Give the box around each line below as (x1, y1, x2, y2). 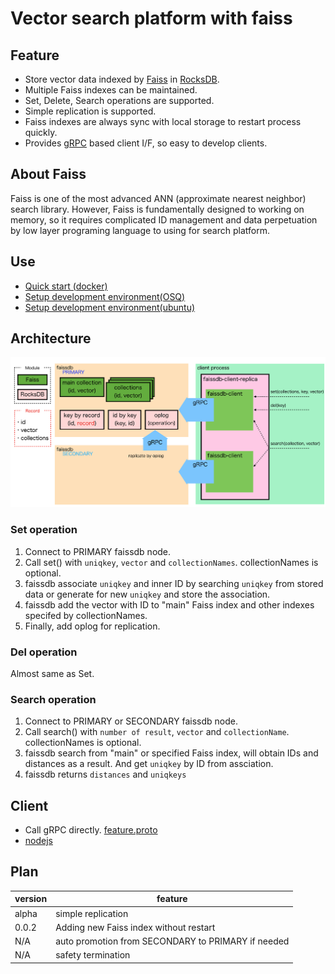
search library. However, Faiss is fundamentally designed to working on (10, 203, 305, 215)
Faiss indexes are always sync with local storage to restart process (24, 116, 302, 127)
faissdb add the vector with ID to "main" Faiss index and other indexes (24, 598, 315, 611)
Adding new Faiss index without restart (55, 921, 216, 933)
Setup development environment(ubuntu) (24, 301, 196, 313)
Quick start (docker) (24, 280, 108, 292)
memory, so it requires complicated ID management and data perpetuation (10, 213, 318, 226)
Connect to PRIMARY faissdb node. (24, 545, 172, 557)
